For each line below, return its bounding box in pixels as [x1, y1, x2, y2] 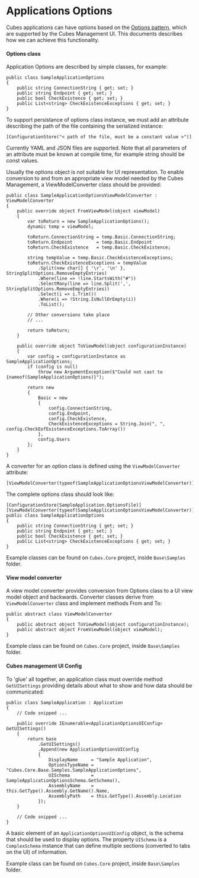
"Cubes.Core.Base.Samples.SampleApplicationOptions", [6, 767, 142, 773]
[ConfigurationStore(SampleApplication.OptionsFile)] [6, 502, 142, 508]
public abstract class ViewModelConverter [6, 611, 113, 618]
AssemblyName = [48, 782, 94, 788]
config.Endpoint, [48, 411, 92, 416]
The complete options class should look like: [6, 491, 115, 498]
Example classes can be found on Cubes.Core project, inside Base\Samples [6, 554, 186, 561]
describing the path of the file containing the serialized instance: [6, 123, 163, 130]
